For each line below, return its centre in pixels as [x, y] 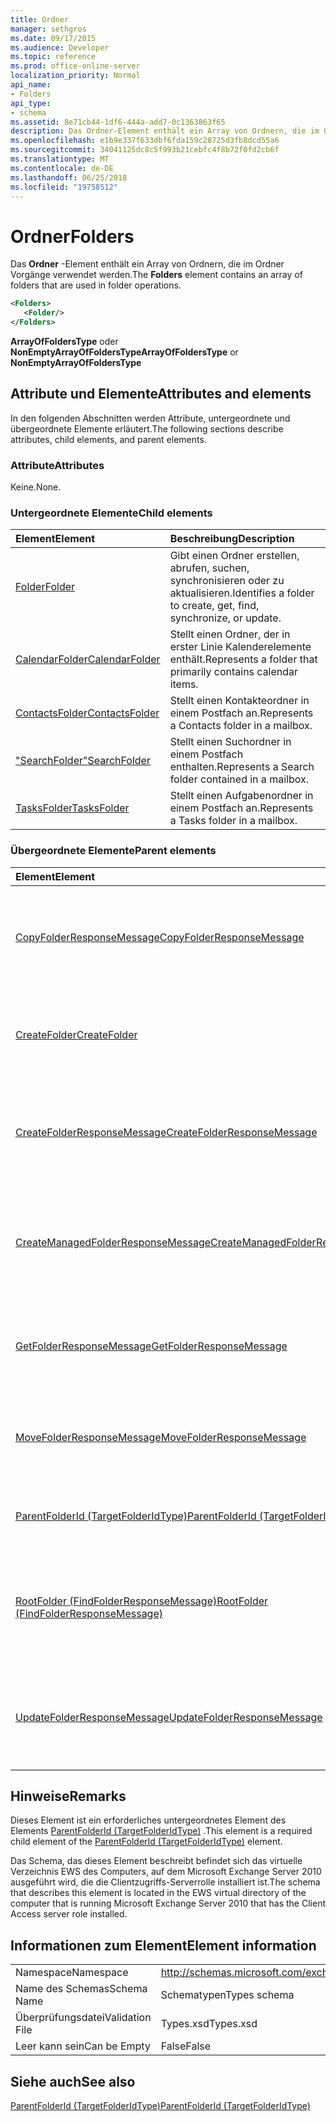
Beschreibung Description [232, 539]
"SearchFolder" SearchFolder [83, 761]
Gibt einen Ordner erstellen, [234, 556]
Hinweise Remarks [68, 1796]
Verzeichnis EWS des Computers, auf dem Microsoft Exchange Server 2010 [166, 1872]
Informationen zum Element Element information [163, 1945]
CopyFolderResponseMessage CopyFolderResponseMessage [160, 937]
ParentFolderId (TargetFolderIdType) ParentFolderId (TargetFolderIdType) [160, 2106]
